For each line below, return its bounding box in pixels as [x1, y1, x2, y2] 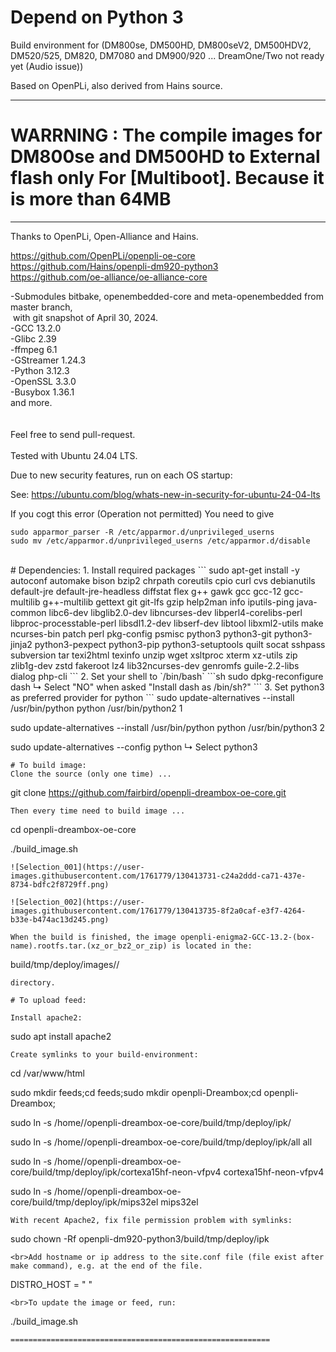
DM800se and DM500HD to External [10, 146, 321, 168]
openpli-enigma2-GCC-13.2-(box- [180, 932, 315, 942]
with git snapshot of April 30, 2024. [12, 311, 159, 323]
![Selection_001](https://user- [10, 862, 145, 872]
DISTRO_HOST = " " [10, 1278, 93, 1290]
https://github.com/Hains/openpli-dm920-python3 [10, 260, 219, 272]
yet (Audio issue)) [10, 60, 84, 72]
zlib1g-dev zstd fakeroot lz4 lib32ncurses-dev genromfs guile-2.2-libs [10, 659, 300, 671]
